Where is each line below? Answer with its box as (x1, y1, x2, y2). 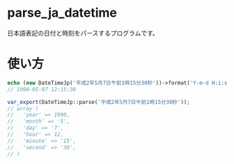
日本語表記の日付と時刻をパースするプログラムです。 (7, 29, 159, 37)
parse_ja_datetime (7, 5, 117, 21)
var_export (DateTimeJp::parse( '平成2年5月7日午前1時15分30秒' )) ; (7, 98, 190, 105)
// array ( (7, 105, 39, 112)
